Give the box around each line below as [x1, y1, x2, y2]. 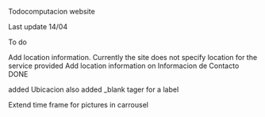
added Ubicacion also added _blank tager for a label [8, 85, 179, 94]
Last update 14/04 [8, 22, 68, 31]
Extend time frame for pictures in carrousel [8, 100, 149, 109]
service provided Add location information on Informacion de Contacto [8, 61, 240, 70]
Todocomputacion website [8, 7, 95, 16]
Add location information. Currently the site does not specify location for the [8, 53, 258, 62]
